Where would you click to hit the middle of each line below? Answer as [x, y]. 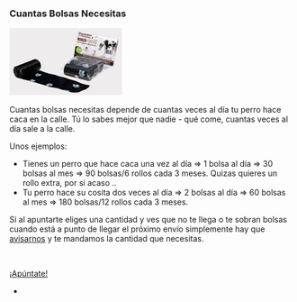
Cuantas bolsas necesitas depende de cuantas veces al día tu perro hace [145, 110]
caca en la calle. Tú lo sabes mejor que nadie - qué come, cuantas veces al [149, 119]
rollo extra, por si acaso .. [69, 183]
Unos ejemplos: [38, 146]
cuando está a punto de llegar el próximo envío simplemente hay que [137, 229]
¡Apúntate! [28, 274]
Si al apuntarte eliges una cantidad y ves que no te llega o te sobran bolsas [148, 220]
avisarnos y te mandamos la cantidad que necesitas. [107, 239]
